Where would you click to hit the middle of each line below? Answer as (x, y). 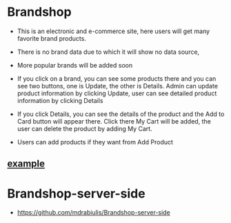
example (26, 164)
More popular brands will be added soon (75, 65)
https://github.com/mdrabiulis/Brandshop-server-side (93, 213)
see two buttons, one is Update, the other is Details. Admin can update (118, 86)
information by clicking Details (60, 100)
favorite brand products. (51, 38)
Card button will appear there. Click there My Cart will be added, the (114, 121)
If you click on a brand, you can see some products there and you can (117, 78)
